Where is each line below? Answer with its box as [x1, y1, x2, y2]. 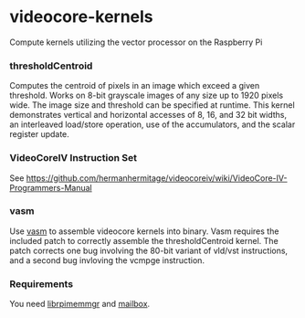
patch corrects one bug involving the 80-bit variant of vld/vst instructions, [9, 245, 289, 256]
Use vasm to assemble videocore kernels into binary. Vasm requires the [9, 226, 279, 237]
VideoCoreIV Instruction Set [9, 152, 137, 164]
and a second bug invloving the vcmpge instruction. [9, 254, 205, 266]
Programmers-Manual [9, 182, 93, 193]
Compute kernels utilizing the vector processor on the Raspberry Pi [9, 37, 263, 48]
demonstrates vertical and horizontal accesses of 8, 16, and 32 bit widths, [9, 110, 288, 121]
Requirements [9, 277, 74, 290]
